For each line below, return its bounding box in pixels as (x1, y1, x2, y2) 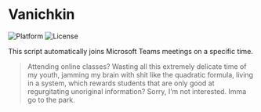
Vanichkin (8, 5, 75, 23)
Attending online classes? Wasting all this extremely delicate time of (27, 61, 247, 71)
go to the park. (27, 95, 76, 104)
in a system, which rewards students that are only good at (27, 78, 215, 88)
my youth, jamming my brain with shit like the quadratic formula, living (27, 70, 253, 79)
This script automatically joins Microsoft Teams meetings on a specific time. (8, 46, 253, 56)
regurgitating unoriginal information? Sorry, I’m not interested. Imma (27, 86, 247, 96)
